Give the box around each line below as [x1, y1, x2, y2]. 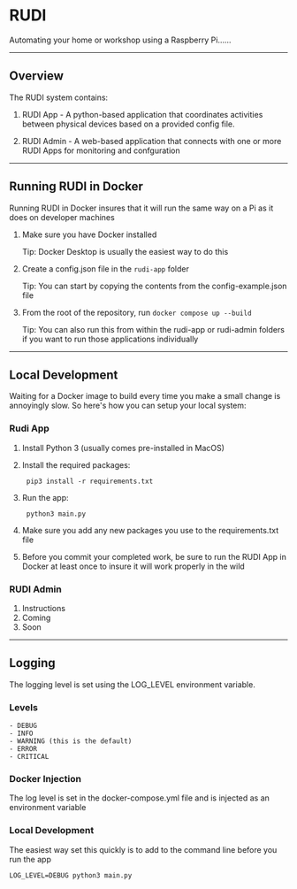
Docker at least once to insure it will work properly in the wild [21, 561, 245, 571]
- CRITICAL [9, 753, 49, 762]
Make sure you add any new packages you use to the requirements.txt [21, 525, 279, 535]
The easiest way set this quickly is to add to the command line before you [9, 844, 278, 855]
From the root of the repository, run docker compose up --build [21, 307, 252, 318]
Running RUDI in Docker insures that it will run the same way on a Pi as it [9, 203, 274, 213]
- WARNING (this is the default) [9, 737, 133, 746]
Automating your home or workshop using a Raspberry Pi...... [9, 34, 232, 45]
